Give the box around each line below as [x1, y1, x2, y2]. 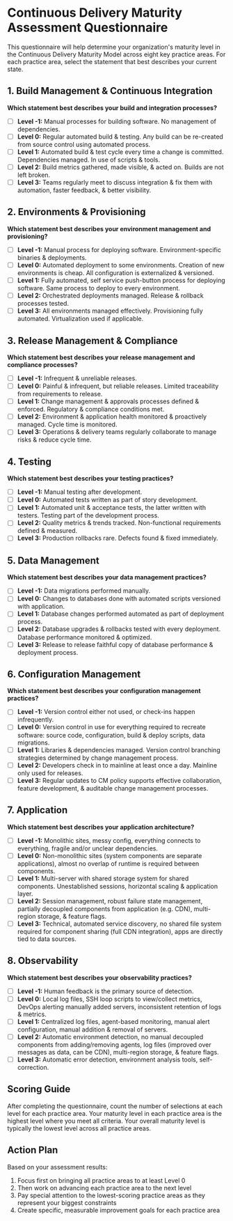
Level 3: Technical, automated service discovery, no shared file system [17, 919, 222, 928]
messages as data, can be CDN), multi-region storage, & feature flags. [17, 1048, 219, 1056]
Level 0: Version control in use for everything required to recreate [17, 723, 207, 731]
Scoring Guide [7, 1083, 71, 1095]
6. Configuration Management [7, 668, 141, 680]
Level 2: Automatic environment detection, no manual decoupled [17, 1032, 204, 1041]
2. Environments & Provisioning [7, 206, 146, 218]
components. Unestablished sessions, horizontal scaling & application [17, 882, 218, 890]
